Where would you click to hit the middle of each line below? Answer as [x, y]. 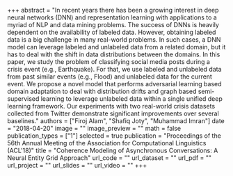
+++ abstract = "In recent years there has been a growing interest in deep [113, 10]
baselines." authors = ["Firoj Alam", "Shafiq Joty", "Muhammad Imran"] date [116, 121]
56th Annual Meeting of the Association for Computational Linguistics [107, 143]
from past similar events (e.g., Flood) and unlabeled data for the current [110, 77]
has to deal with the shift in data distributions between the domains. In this [114, 54]
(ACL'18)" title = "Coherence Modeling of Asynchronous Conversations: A [113, 150]
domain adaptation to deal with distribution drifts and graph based [102, 91]
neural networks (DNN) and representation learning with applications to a [112, 17]
